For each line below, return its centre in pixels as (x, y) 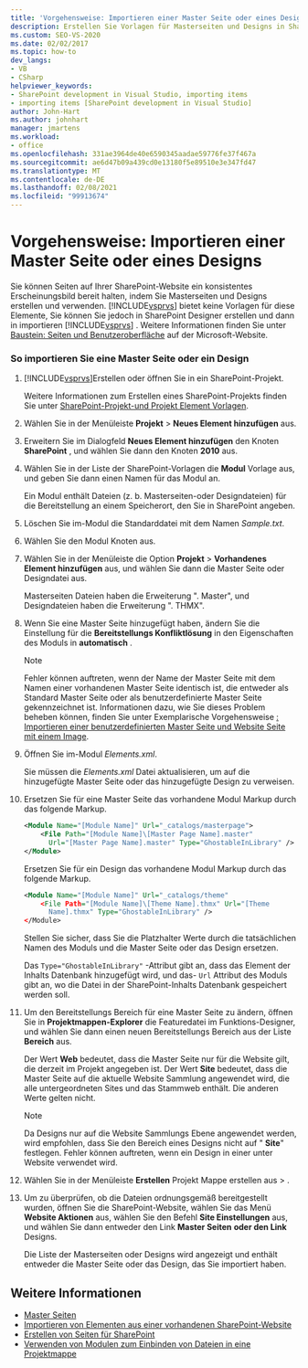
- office (27, 145)
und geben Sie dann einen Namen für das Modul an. (122, 478)
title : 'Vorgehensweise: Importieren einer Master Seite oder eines (143, 18)
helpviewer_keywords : (52, 86)
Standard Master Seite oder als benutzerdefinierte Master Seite (143, 698)
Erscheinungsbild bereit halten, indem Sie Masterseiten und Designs (139, 296)
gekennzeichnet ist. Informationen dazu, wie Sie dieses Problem (144, 707)
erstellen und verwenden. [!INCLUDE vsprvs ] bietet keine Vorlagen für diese (153, 305)
